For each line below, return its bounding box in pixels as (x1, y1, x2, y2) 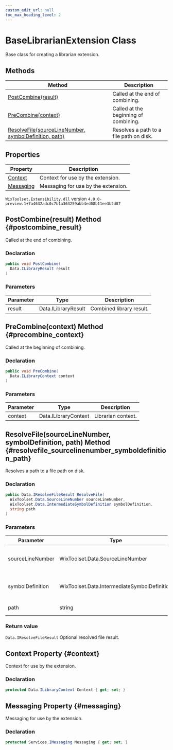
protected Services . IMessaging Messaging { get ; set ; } (5, 740, 128, 745)
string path (10, 506, 36, 512)
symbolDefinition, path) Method (5, 438, 111, 447)
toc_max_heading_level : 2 (5, 12, 61, 17)
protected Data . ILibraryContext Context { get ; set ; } (5, 687, 126, 692)
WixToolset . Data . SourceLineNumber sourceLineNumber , (10, 497, 126, 502)
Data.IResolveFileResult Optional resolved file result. (5, 634, 119, 640)
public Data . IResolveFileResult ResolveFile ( (5, 492, 105, 497)
